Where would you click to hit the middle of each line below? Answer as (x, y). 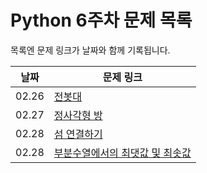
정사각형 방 (78, 115)
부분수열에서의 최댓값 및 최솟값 (122, 153)
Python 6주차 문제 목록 (101, 20)
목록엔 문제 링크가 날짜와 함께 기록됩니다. (90, 50)
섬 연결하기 (78, 134)
